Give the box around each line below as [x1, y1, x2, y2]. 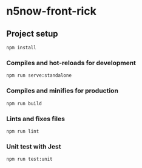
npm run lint [6, 128, 39, 135]
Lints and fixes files [6, 114, 66, 123]
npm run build [6, 100, 42, 107]
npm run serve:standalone [6, 72, 72, 79]
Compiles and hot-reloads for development [6, 58, 137, 67]
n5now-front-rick [6, 4, 97, 18]
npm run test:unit [6, 156, 53, 163]
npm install [6, 44, 36, 51]
